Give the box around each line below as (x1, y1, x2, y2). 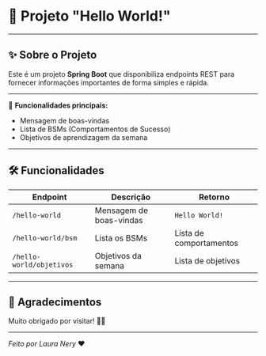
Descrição (111, 191, 151, 203)
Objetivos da (94, 250, 142, 261)
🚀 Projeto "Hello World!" (8, 7, 171, 25)
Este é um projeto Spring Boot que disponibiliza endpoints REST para (8, 69, 235, 78)
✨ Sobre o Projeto (8, 48, 97, 62)
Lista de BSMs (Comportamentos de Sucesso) (19, 124, 171, 134)
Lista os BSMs (94, 233, 148, 244)
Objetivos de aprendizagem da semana (19, 132, 148, 142)
